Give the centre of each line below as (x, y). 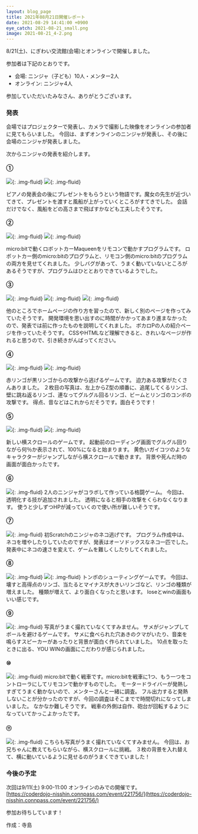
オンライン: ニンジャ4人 (44, 84)
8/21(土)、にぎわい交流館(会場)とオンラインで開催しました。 (80, 51)
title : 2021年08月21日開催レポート (46, 17)
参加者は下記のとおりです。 (39, 64)
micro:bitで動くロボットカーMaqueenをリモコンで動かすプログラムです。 (95, 248)
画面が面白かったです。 (34, 465)
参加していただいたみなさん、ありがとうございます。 (70, 96)
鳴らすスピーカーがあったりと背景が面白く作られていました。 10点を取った (97, 642)
